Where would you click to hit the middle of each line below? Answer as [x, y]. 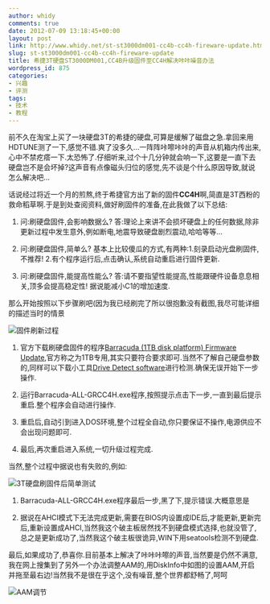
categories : [28, 76]
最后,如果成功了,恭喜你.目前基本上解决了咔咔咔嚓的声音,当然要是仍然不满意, [133, 555]
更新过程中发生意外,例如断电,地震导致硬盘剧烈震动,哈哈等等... [121, 232]
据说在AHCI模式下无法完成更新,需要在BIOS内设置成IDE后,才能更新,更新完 [140, 517]
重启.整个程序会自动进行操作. [68, 405]
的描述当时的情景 [37, 313]
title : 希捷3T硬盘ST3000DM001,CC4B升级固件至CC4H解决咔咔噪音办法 [111, 61]
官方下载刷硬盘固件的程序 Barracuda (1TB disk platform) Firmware [128, 348]
